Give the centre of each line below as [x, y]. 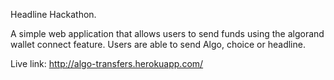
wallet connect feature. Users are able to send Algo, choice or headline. [158, 44]
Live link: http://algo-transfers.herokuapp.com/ [107, 63]
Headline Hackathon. [53, 14]
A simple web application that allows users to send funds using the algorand [167, 33]
